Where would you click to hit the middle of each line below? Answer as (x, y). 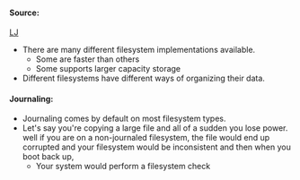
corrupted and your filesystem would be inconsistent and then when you (157, 147)
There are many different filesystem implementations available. (139, 50)
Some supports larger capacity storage (108, 69)
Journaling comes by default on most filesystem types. (124, 119)
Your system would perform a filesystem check (123, 167)
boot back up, (48, 157)
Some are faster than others (88, 59)
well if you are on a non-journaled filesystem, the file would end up (146, 138)
